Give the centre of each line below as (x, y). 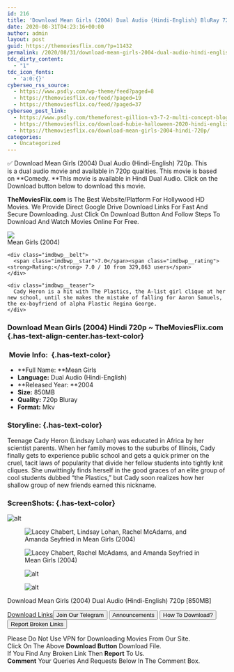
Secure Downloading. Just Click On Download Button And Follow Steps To (114, 214)
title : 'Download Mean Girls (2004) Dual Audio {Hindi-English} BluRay (113, 20)
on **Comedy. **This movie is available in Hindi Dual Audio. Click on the (112, 179)
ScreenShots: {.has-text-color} (62, 503)
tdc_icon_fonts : (31, 72)
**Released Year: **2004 (55, 385)
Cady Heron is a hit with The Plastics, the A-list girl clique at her (120, 292)
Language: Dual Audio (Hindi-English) (72, 378)
